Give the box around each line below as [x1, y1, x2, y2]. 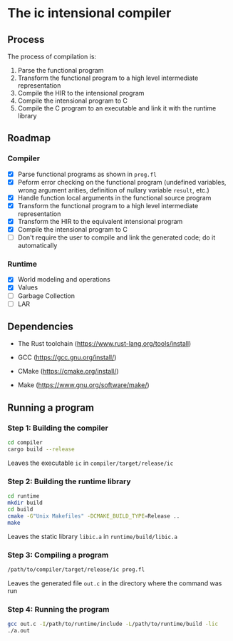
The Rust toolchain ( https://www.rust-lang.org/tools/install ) [17, 339, 192, 348]
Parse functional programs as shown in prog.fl [17, 170, 157, 178]
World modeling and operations [17, 275, 110, 284]
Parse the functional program [17, 66, 104, 74]
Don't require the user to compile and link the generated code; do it [17, 233, 216, 242]
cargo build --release [7, 446, 75, 453]
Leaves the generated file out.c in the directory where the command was [7, 579, 222, 588]
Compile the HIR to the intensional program [17, 89, 145, 97]
